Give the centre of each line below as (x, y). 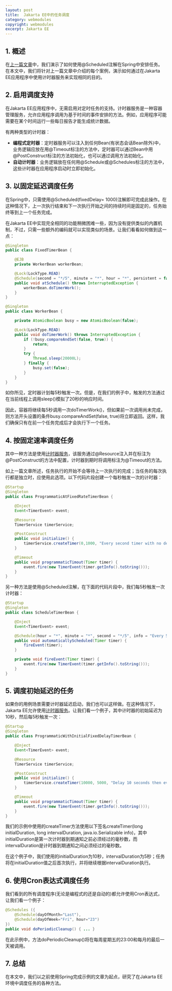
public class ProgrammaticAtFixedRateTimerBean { (59, 497)
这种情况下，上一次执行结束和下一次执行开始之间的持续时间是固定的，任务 (84, 206)
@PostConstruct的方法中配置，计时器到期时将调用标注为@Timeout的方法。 (85, 460)
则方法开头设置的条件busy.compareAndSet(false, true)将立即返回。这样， (83, 416)
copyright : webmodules (29, 24)
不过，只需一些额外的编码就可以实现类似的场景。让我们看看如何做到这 (88, 229)
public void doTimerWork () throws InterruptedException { (78, 334)
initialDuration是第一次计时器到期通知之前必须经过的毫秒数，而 (71, 839)
